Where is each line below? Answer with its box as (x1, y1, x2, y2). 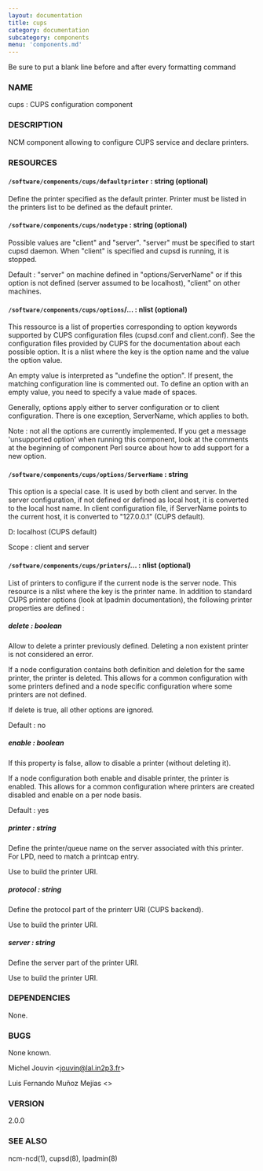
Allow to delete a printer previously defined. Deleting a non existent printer (8, 641, 249, 650)
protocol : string (8, 885, 62, 894)
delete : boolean (8, 621, 63, 630)
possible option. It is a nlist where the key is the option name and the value (8, 347, 250, 356)
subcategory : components (8, 33, 89, 42)
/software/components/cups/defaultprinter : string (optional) (8, 176, 209, 186)
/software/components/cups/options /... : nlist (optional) (8, 305, 188, 314)
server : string (8, 938, 56, 948)
